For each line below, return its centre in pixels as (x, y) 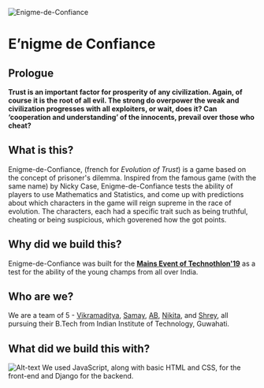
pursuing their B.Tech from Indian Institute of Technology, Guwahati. (119, 324)
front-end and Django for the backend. (71, 376)
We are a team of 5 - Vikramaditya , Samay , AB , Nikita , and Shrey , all (118, 315)
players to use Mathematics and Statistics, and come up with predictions (126, 194)
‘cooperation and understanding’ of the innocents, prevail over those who (131, 117)
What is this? (41, 150)
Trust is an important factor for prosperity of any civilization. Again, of (125, 92)
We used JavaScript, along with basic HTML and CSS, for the (141, 367)
